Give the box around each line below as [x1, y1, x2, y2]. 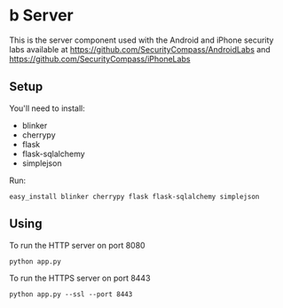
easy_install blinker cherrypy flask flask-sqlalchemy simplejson [9, 192, 260, 201]
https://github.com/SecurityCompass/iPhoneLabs [9, 53, 191, 64]
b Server [9, 5, 74, 26]
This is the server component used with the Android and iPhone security [9, 35, 274, 45]
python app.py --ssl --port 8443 [9, 289, 133, 298]
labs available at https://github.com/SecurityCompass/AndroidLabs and [9, 43, 271, 54]
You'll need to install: [9, 103, 86, 114]
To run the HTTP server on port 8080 [9, 240, 145, 250]
